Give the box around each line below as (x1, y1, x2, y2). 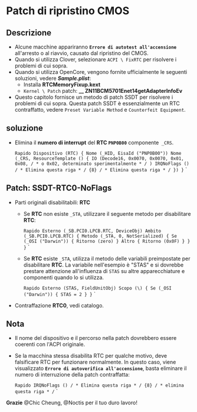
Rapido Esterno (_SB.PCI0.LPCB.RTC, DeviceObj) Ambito (23, 228, 161, 234)
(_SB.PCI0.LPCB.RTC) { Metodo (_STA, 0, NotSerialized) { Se (23, 233, 177, 239)
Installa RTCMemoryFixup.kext (23, 81, 101, 88)
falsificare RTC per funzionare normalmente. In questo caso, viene (14, 359, 176, 366)
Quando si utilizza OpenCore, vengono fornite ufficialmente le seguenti (14, 69, 188, 75)
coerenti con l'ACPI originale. (14, 341, 86, 348)
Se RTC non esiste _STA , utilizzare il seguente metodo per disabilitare (23, 210, 191, 217)
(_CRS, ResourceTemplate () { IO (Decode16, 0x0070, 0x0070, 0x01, (14, 155, 184, 161)
